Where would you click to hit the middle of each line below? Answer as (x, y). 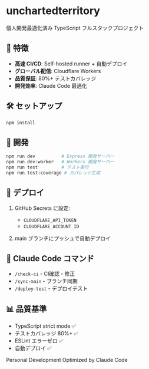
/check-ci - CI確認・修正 (45, 274)
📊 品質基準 (27, 309)
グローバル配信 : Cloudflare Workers (58, 71)
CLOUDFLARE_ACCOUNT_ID (51, 226)
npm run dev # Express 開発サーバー (60, 157)
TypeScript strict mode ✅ (45, 326)
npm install (21, 123)
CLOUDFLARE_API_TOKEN (50, 220)
